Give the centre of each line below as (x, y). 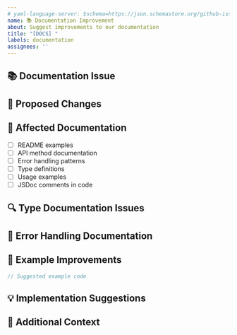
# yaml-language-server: (44, 14)
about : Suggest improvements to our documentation (83, 27)
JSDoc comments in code (55, 184)
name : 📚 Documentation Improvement (61, 20)
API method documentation (57, 153)
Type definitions (41, 169)
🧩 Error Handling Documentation (80, 236)
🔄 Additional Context (54, 322)
